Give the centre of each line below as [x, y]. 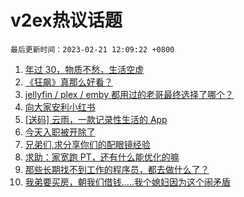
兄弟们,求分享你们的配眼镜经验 [87, 144]
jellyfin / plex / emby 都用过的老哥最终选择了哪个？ [129, 94]
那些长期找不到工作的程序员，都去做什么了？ [117, 169]
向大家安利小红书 [60, 107]
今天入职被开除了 [60, 132]
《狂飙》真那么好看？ [68, 82]
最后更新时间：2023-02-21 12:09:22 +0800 [92, 49]
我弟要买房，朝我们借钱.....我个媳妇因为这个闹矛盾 [127, 182]
